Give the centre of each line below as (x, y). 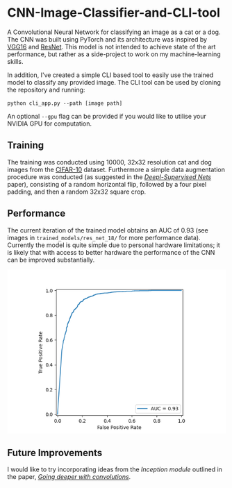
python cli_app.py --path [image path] (65, 103)
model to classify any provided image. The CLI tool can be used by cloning (114, 82)
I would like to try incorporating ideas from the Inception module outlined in (115, 469)
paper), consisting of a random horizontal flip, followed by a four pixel (107, 184)
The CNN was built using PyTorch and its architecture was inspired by (107, 39)
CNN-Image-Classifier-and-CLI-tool (114, 13)
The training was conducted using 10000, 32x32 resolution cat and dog (109, 162)
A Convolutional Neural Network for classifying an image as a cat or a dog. (114, 32)
